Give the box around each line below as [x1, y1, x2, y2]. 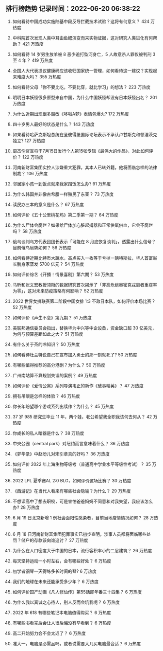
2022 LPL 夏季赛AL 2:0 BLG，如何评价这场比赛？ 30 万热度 [12, 477, 131, 483]
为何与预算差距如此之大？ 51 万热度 [12, 331, 83, 337]
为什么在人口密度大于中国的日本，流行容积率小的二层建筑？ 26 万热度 [12, 547, 152, 553]
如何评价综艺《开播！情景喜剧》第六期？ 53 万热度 [12, 271, 114, 277]
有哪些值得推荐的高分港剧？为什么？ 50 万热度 [12, 362, 106, 368]
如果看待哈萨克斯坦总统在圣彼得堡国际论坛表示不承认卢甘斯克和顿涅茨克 [12, 131, 157, 137]
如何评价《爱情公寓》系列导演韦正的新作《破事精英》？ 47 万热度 [12, 382, 144, 388]
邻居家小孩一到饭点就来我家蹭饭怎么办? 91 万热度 [12, 181, 111, 186]
